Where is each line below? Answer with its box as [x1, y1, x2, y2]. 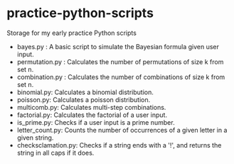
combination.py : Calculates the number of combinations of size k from [16, 73, 225, 81]
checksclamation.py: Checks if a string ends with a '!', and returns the [16, 140, 222, 149]
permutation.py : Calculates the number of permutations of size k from [16, 57, 224, 66]
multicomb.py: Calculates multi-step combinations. [16, 103, 166, 111]
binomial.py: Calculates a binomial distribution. [16, 88, 154, 96]
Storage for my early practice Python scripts [6, 29, 137, 37]
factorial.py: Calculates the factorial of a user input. [16, 111, 168, 119]
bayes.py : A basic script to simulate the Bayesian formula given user [16, 42, 220, 51]
